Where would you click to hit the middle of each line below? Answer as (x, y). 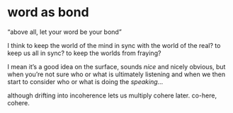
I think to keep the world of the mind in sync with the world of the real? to (114, 45)
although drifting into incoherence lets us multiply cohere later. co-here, (112, 95)
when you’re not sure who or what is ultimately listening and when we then (116, 74)
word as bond (49, 12)
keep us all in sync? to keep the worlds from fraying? (84, 53)
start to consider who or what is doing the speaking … (85, 81)
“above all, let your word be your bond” (64, 32)
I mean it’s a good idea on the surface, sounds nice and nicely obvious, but (116, 66)
